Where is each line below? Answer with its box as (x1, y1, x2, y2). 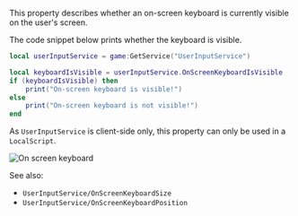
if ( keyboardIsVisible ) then (9, 76, 118, 85)
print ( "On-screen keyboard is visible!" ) (25, 84, 182, 93)
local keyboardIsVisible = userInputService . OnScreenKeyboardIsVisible (9, 67, 283, 77)
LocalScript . (9, 135, 57, 146)
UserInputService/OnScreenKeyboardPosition (22, 199, 188, 208)
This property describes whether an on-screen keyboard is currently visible (9, 8, 289, 18)
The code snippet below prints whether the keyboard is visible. (9, 35, 242, 45)
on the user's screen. (9, 17, 88, 28)
